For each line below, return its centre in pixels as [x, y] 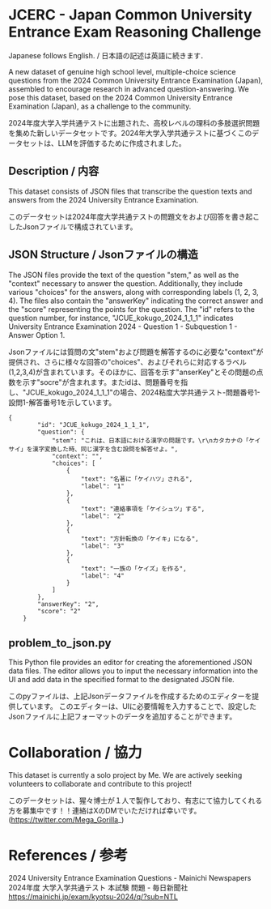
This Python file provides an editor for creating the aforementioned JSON [130, 663]
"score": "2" [59, 611]
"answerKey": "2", [68, 604]
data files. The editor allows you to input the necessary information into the [133, 671]
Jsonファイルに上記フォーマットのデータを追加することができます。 [123, 717]
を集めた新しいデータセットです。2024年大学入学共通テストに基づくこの [130, 133]
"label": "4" [103, 576]
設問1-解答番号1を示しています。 [62, 402]
